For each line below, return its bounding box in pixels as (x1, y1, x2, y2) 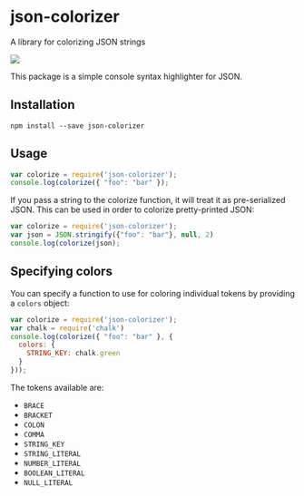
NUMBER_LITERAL (23, 459, 82, 468)
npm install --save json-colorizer (10, 121, 145, 131)
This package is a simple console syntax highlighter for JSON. (10, 71, 243, 82)
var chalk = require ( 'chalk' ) (10, 324, 125, 333)
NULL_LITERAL (23, 478, 74, 487)
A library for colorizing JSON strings (10, 36, 146, 47)
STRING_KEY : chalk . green (26, 349, 121, 358)
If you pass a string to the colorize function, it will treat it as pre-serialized (10, 195, 286, 206)
